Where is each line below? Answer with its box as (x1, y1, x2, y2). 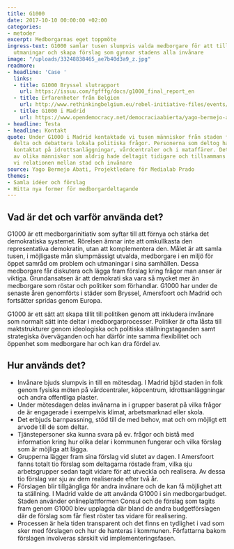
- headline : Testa (7, 120, 61, 128)
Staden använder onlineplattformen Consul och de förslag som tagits (17, 497, 215, 505)
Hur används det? (7, 360, 86, 372)
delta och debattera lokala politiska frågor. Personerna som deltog (13, 140, 219, 147)
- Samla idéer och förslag (7, 179, 86, 186)
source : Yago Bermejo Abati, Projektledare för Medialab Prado (7, 165, 195, 173)
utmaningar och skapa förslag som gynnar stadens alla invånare (13, 50, 204, 57)
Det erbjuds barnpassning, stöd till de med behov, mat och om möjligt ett (17, 415, 227, 423)
